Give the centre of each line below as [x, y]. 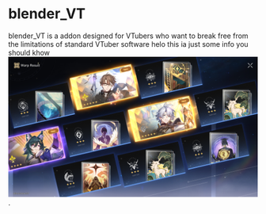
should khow [29, 52]
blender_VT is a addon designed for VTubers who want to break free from [128, 36]
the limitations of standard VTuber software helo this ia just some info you [128, 44]
